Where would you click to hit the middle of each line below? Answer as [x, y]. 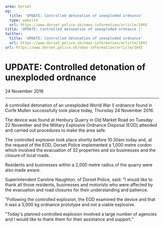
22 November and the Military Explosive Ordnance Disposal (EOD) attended [81, 125]
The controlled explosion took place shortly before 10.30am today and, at [79, 139]
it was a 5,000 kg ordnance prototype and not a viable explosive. [70, 204]
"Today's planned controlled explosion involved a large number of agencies [81, 214]
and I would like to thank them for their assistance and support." [69, 219]
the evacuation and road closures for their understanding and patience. [77, 190]
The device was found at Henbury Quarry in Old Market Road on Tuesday [79, 120]
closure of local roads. [28, 155]
